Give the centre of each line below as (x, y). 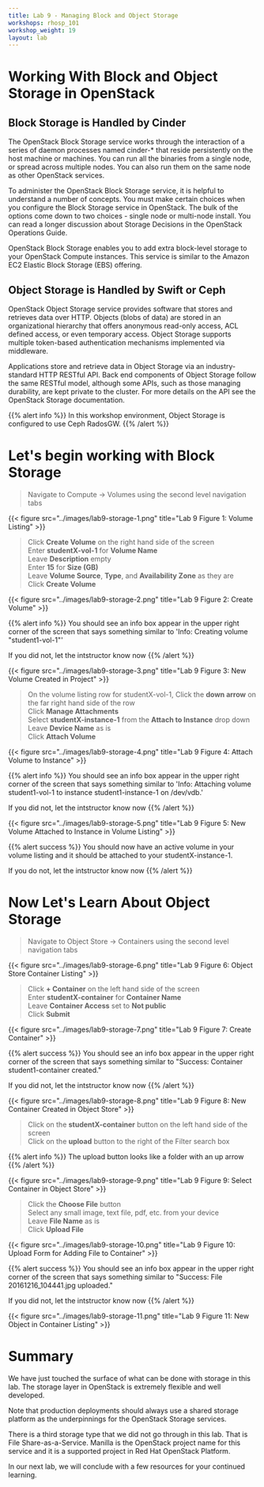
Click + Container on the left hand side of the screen (113, 989)
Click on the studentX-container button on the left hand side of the (138, 1124)
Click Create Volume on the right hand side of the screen (121, 542)
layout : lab (28, 38)
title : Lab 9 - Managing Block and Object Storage (93, 15)
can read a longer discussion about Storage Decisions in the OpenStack (125, 224)
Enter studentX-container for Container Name (104, 997)
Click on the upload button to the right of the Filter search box (128, 1141)
